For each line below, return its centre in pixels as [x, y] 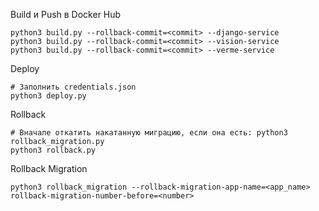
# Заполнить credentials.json [73, 87]
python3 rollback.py [53, 150]
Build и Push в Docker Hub [66, 14]
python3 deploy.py [48, 96]
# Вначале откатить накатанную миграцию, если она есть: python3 [149, 133]
